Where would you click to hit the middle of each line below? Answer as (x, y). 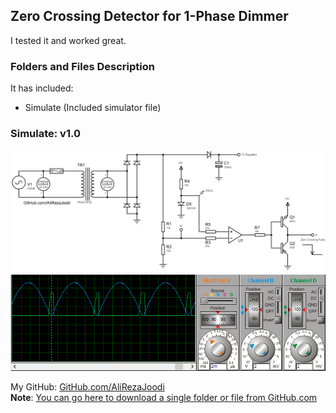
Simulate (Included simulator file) (93, 108)
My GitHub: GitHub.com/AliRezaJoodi (87, 386)
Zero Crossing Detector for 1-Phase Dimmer (149, 16)
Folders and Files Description (82, 66)
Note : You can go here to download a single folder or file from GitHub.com (164, 397)
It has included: (42, 88)
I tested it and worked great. (68, 40)
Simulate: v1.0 (45, 134)
